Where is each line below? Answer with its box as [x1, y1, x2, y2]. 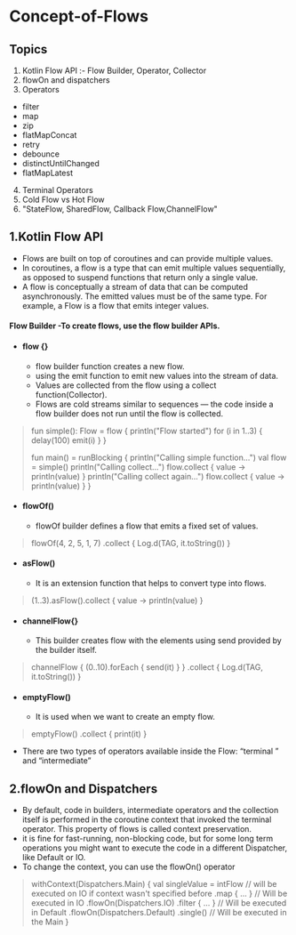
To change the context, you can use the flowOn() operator [21, 861, 236, 873]
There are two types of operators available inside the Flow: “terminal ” [21, 746, 279, 757]
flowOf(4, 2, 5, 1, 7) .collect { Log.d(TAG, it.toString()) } [30, 537, 231, 548]
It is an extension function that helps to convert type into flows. [35, 578, 267, 589]
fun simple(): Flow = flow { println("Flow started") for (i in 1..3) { [30, 425, 263, 436]
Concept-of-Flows [9, 6, 149, 27]
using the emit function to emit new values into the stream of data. [35, 370, 278, 381]
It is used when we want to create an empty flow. [35, 712, 216, 722]
